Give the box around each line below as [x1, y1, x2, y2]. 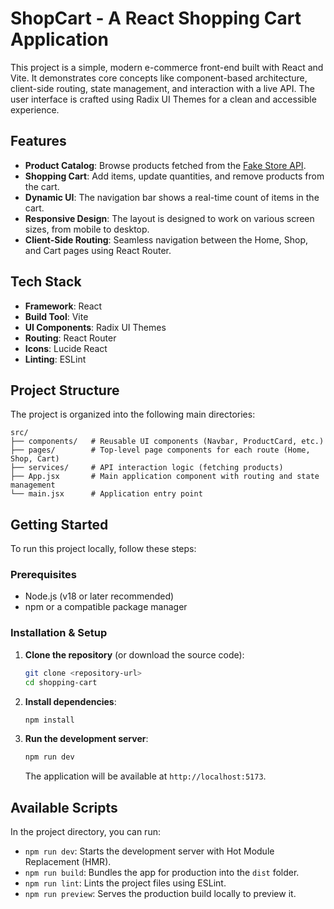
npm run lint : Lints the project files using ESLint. [24, 877, 227, 889]
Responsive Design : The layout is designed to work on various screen [24, 212, 315, 224]
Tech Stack [10, 273, 82, 291]
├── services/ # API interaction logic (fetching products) [10, 463, 284, 473]
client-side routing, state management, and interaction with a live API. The [10, 82, 315, 94]
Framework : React [24, 300, 103, 312]
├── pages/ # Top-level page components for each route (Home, [10, 445, 311, 456]
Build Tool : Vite [24, 310, 89, 322]
